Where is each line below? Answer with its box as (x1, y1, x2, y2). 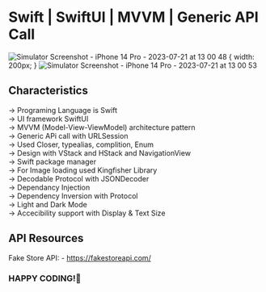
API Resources (8, 232, 84, 245)
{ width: (229, 52, 255, 61)
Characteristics (8, 84, 89, 98)
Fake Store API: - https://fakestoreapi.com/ (8, 252, 151, 262)
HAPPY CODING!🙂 (8, 273, 82, 284)
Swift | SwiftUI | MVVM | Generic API (8, 8, 259, 27)
